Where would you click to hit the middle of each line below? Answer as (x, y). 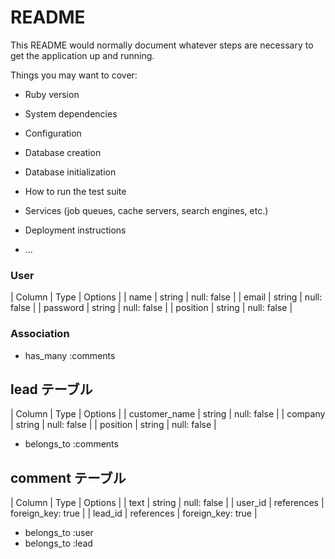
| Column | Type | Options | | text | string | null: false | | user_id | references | (167, 503)
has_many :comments (70, 355)
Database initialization (70, 172)
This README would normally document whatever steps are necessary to (162, 45)
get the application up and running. (82, 55)
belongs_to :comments (71, 444)
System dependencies (71, 113)
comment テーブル (68, 477)
